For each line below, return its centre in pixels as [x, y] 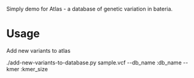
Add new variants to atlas [38, 50]
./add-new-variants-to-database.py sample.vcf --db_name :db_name [94, 62]
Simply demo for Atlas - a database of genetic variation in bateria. [90, 9]
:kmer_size [34, 69]
